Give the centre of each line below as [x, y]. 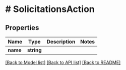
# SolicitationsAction [50, 9]
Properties [22, 28]
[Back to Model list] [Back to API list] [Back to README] [63, 62]
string [34, 50]
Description [61, 42]
